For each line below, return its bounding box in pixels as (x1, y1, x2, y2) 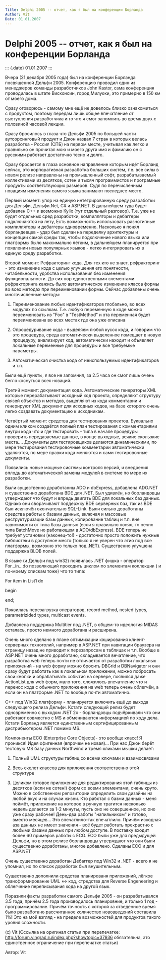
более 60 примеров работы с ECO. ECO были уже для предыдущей (12, 833, 156, 839)
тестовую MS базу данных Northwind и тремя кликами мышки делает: (5, 746, 155, 752)
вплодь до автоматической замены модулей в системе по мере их (5, 470, 148, 476)
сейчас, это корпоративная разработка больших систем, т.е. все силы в (5, 167, 159, 173)
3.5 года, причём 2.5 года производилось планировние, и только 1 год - (5, 898, 158, 904)
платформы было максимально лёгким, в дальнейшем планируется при (5, 240, 159, 246)
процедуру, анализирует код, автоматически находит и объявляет (12, 337, 154, 343)
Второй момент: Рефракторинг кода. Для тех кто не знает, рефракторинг (5, 260, 160, 266)
